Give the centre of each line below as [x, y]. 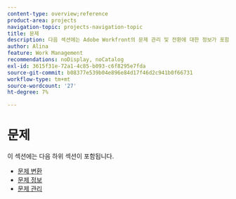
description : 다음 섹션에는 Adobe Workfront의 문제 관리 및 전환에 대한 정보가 [112, 40]
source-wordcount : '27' [42, 86]
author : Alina [28, 46]
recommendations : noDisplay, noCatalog [66, 60]
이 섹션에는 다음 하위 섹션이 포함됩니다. [61, 156]
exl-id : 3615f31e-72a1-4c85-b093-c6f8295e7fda [77, 66]
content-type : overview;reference [58, 14]
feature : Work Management [45, 53]
